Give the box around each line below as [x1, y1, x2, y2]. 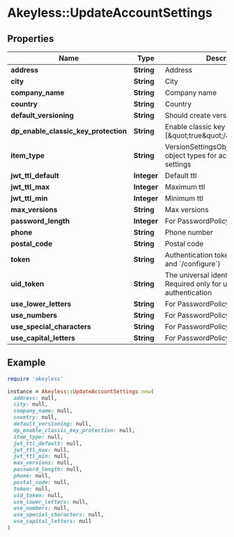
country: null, [13, 414, 58, 421]
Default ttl [164, 171, 197, 180]
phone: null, [13, 473, 52, 480]
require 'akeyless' [7, 375, 64, 382]
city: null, [13, 401, 49, 408]
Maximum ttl [164, 182, 205, 191]
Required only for [164, 279, 221, 288]
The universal [164, 270, 210, 280]
